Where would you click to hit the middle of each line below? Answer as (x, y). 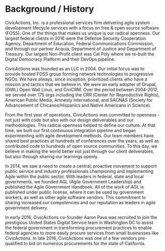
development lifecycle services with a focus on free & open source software (82, 28)
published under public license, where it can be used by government (74, 192)
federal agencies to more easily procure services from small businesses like (82, 233)
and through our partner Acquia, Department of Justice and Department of (81, 49)
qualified (14, 243)
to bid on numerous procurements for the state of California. (85, 243)
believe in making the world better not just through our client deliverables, (80, 151)
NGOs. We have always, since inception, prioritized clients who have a (76, 79)
